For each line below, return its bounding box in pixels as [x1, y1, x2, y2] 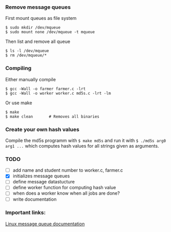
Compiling [5, 65, 32, 72]
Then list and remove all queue [5, 38, 71, 44]
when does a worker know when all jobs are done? [12, 190, 120, 196]
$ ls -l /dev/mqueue [5, 49, 50, 54]
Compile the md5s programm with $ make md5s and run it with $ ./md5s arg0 [5, 137, 166, 144]
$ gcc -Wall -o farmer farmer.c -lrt [5, 86, 86, 91]
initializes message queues [12, 173, 70, 179]
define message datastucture [12, 179, 75, 185]
